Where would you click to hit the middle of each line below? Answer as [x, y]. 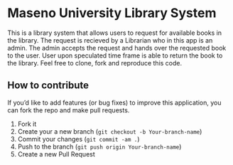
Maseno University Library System [112, 13]
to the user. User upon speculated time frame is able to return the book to [115, 55]
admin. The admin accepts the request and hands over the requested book [117, 48]
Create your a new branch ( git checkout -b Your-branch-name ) [110, 131]
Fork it [27, 124]
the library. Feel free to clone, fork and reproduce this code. [95, 63]
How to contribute [48, 86]
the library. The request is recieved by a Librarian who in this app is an [110, 40]
